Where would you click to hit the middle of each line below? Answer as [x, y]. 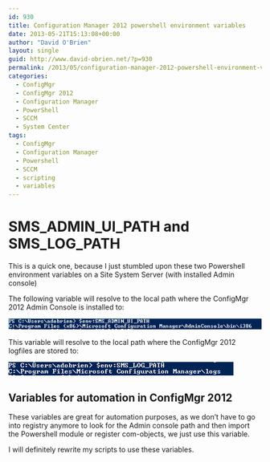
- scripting [36, 178]
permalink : [27, 68]
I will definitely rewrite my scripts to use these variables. [101, 450]
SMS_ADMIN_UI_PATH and [99, 227]
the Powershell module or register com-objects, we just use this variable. [129, 434]
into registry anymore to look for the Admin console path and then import [129, 426]
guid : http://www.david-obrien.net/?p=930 [80, 59]
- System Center [43, 127]
